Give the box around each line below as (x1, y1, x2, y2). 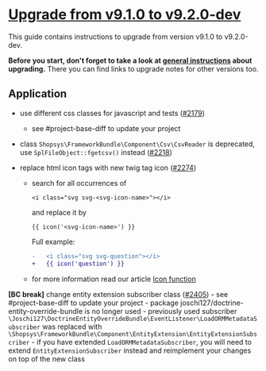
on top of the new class (8, 354, 86, 363)
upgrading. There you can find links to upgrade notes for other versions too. (8, 64, 259, 73)
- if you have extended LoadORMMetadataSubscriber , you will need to (31, 337, 253, 346)
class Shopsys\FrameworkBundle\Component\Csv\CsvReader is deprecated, (19, 139, 256, 149)
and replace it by (31, 207, 87, 217)
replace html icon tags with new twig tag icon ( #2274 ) (19, 163, 197, 172)
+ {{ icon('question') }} (31, 260, 125, 268)
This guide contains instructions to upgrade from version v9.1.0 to (8, 32, 223, 41)
